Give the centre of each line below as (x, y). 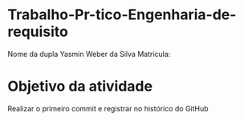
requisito (38, 32)
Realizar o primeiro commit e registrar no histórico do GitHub (108, 108)
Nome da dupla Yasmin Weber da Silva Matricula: (89, 54)
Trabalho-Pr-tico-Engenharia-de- (122, 15)
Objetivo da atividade (80, 87)
